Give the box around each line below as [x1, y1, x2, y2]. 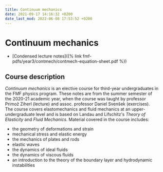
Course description [5, 73, 65, 81]
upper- [131, 106, 145, 112]
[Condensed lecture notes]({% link [12, 53, 82, 59]
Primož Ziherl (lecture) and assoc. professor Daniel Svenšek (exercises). [5, 101, 150, 107]
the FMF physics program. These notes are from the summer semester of [5, 91, 152, 96]
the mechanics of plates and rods [12, 136, 79, 142]
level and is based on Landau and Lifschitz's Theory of [36, 112, 146, 117]
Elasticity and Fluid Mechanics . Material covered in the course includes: [5, 116, 149, 122]
